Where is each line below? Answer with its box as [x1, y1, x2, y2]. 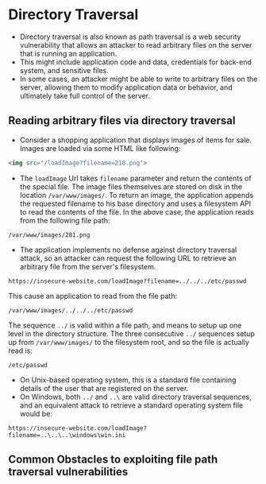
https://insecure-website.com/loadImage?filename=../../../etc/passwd [8, 277, 247, 285]
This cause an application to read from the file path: [8, 291, 178, 300]
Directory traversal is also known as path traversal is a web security [19, 32, 241, 41]
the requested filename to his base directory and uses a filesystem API [19, 199, 252, 208]
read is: [8, 346, 33, 355]
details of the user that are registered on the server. [19, 383, 189, 393]
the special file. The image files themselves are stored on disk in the [19, 181, 243, 192]
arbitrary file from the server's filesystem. [19, 261, 156, 271]
